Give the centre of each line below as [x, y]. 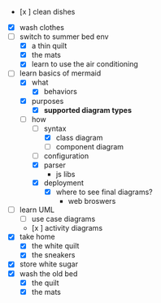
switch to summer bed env [64, 37]
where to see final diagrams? [104, 192]
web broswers [92, 201]
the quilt [45, 283]
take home [37, 237]
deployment [64, 183]
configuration [66, 156]
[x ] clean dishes [47, 12]
